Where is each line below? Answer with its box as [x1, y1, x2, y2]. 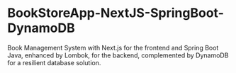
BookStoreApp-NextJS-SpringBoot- [7, 5, 225, 21]
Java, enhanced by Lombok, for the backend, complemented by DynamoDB [7, 51, 229, 60]
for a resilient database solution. [7, 58, 101, 67]
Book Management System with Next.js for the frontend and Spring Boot [7, 43, 219, 52]
